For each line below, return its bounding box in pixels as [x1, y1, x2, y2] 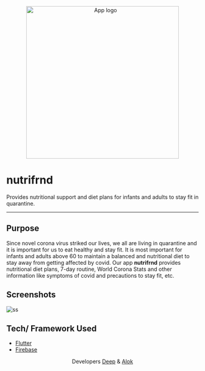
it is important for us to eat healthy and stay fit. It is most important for [6, 246, 182, 253]
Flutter [15, 339, 32, 347]
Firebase [15, 346, 38, 353]
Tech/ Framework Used [6, 323, 97, 334]
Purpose [6, 223, 40, 234]
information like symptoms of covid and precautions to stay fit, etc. [6, 272, 174, 279]
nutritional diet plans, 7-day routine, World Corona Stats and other [6, 265, 172, 273]
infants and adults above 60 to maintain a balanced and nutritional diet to [6, 252, 190, 259]
